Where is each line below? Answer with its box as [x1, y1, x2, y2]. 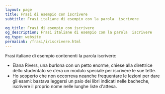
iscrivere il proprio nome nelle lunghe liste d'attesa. [12, 83, 117, 89]
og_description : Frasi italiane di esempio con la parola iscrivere [5, 30, 153, 35]
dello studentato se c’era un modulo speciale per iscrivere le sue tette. [12, 67, 157, 73]
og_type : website [5, 35, 41, 40]
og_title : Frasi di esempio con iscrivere [5, 25, 94, 30]
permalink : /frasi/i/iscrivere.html [5, 39, 81, 45]
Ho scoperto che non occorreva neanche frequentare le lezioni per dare [12, 73, 160, 79]
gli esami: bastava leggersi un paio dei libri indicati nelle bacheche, [12, 78, 150, 84]
